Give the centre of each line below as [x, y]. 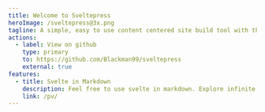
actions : [22, 37]
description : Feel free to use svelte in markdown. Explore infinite [139, 89]
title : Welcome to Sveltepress [60, 15]
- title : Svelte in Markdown [63, 81]
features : [24, 74]
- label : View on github [56, 45]
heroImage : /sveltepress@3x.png [61, 23]
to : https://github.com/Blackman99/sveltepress [102, 60]
